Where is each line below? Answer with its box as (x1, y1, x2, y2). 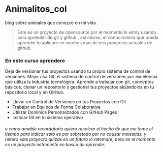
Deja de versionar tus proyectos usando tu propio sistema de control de (5, 68, 151, 74)
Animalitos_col (5, 3, 67, 15)
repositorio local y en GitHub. (5, 90, 65, 95)
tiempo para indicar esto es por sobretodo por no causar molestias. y (5, 131, 147, 137)
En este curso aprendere (5, 57, 65, 64)
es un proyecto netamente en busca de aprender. (5, 141, 106, 147)
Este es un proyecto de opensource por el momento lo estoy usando (17, 29, 156, 35)
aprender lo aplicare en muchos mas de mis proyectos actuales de (17, 39, 153, 45)
